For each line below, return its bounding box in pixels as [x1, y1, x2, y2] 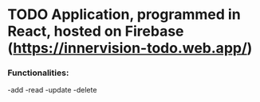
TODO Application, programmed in [7, 6, 241, 24]
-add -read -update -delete [7, 85, 97, 95]
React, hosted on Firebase [7, 22, 184, 40]
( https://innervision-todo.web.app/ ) [7, 40, 253, 57]
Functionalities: [7, 67, 69, 78]
